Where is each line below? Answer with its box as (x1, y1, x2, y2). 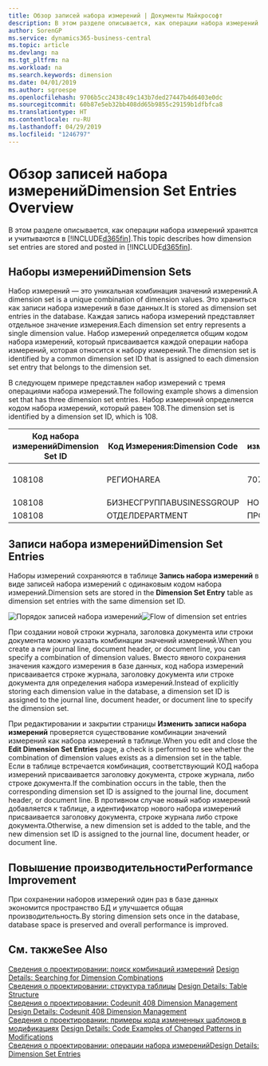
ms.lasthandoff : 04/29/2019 (8, 123, 102, 131)
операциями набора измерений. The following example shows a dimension (8, 386, 259, 396)
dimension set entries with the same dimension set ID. (8, 596, 186, 606)
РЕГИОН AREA (106, 474, 161, 485)
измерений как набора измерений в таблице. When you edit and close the (8, 736, 258, 746)
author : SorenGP (8, 26, 62, 34)
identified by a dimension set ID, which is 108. (8, 412, 158, 421)
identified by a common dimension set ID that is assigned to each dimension (8, 354, 259, 364)
